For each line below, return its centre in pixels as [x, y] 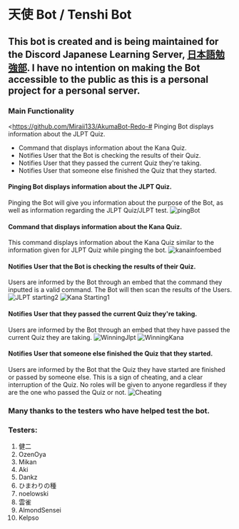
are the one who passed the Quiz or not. [67, 392]
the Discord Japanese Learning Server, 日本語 [112, 54]
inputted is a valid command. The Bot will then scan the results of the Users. [120, 290]
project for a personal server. [74, 90]
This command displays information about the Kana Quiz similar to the [111, 243]
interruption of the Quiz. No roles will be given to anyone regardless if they [118, 384]
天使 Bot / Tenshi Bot [70, 15]
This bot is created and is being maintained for [113, 41]
